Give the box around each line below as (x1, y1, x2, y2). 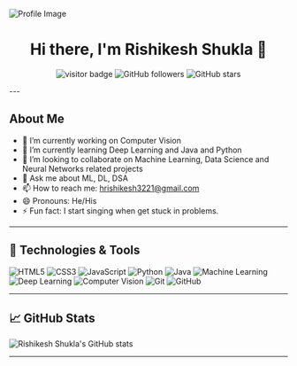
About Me (9, 112, 65, 127)
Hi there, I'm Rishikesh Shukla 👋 (29, 40, 268, 59)
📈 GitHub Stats (9, 310, 95, 325)
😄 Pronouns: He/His (21, 195, 97, 206)
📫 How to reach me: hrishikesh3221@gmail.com (21, 183, 200, 193)
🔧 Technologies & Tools (9, 243, 141, 258)
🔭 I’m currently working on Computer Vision (21, 135, 181, 145)
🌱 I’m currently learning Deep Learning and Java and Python (21, 144, 242, 155)
